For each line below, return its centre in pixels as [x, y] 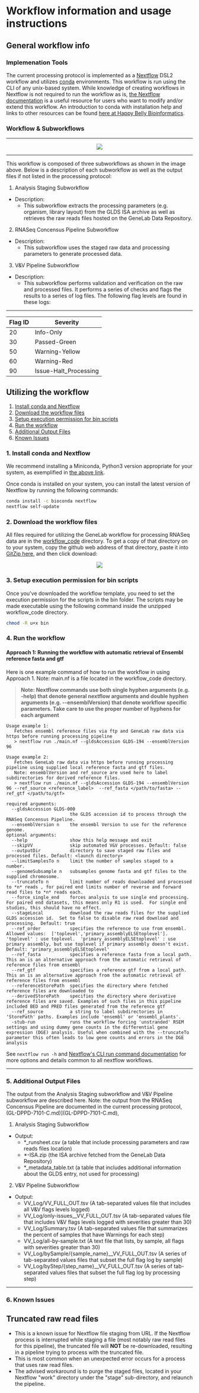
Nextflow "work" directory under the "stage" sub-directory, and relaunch [104, 1377]
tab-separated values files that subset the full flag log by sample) [103, 1259]
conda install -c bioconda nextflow [51, 501]
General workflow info [48, 45]
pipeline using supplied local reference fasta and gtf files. [86, 767]
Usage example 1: [28, 726]
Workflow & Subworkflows [45, 128]
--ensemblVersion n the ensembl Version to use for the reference [99, 824]
